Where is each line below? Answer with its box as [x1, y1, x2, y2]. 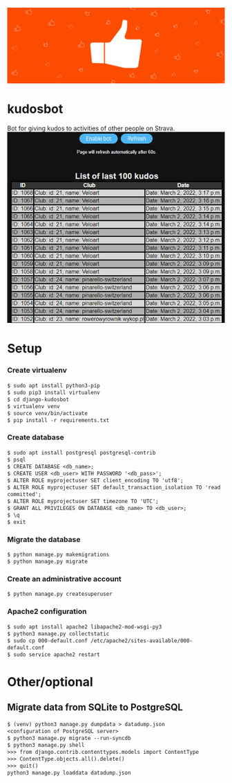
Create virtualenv [7, 365, 68, 375]
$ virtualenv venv [7, 403, 60, 410]
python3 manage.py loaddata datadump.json [7, 769, 131, 776]
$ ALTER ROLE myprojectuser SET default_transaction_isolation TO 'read [7, 484, 221, 491]
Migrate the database [7, 534, 81, 544]
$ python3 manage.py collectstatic [7, 630, 110, 637]
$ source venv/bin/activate [7, 410, 88, 416]
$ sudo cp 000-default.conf [7, 637, 88, 644]
